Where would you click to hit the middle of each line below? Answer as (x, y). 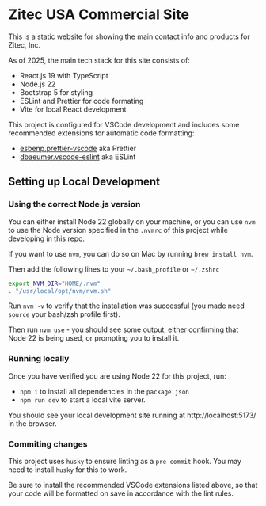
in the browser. (32, 423)
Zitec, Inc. (25, 44)
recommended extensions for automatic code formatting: (101, 133)
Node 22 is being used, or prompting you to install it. (94, 338)
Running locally (39, 359)
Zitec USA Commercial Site (99, 15)
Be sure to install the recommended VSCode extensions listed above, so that (133, 485)
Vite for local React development (73, 109)
